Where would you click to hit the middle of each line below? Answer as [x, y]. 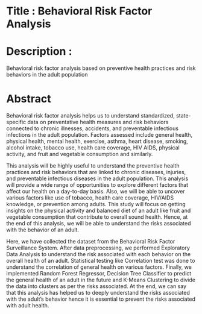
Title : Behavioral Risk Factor [79, 11]
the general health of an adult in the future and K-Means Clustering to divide [101, 280]
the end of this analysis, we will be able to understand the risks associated [99, 224]
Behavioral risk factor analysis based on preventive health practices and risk [101, 68]
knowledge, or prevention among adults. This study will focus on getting [96, 204]
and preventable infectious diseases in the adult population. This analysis [97, 178]
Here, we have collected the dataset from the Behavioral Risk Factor [91, 242]
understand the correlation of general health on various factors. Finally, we [99, 267]
